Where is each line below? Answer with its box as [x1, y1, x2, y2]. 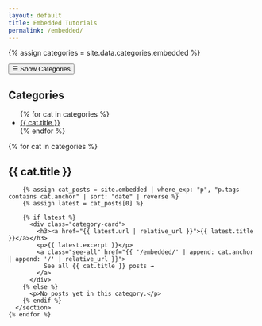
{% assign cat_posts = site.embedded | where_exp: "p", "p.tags [22, 186, 240, 194]
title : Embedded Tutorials [8, 19, 98, 27]
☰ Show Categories [12, 65, 71, 74]
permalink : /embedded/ [8, 26, 83, 34]
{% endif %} [22, 297, 62, 305]
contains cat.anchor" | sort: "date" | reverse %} [8, 193, 179, 201]
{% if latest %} [22, 213, 77, 221]
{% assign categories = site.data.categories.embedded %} [8, 48, 201, 58]
